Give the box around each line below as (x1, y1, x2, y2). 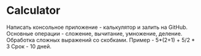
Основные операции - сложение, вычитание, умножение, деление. (6, 30, 183, 37)
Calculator (6, 4, 60, 17)
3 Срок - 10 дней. (6, 43, 52, 50)
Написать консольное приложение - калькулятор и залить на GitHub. (6, 23, 188, 31)
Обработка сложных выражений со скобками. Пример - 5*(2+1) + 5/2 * (6, 36, 196, 43)
